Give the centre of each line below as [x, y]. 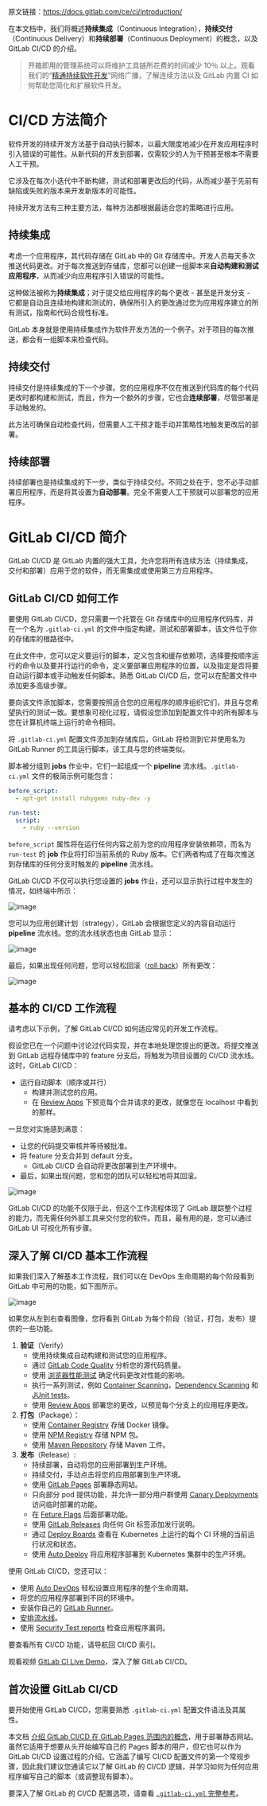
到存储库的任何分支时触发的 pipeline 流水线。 [83, 864]
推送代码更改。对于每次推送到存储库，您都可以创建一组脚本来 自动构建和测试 [133, 266]
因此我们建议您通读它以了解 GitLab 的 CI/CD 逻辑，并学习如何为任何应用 [140, 1766]
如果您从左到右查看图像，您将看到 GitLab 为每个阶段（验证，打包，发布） [129, 1318]
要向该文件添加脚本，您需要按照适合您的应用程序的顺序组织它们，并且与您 [130, 703]
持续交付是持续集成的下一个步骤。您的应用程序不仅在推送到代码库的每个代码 [133, 387]
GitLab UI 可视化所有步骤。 [52, 1228]
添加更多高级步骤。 [40, 686]
